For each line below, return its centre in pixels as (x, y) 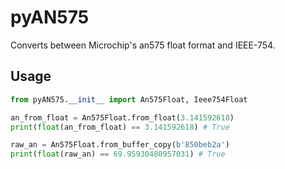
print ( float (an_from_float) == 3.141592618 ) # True (120, 127)
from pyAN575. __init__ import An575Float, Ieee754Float (129, 99)
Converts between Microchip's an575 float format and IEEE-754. (143, 45)
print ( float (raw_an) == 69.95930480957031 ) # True (118, 154)
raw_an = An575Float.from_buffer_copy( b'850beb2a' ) (120, 145)
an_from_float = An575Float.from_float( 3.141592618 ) (122, 117)
